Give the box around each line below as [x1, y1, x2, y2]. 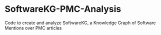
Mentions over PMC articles [4, 25, 62, 31]
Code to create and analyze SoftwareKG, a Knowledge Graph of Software [4, 20, 156, 26]
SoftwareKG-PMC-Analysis [4, 3, 121, 15]
